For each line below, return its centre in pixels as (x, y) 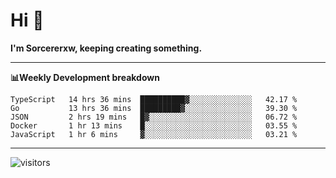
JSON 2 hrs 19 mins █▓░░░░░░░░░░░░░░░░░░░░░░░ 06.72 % (154, 117)
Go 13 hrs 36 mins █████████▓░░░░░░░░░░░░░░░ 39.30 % (154, 108)
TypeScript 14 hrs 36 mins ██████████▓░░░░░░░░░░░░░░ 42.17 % (154, 99)
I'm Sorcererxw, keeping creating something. (106, 48)
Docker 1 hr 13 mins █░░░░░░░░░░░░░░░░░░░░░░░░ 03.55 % (154, 125)
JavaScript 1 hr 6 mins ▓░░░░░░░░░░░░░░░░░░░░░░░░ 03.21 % (154, 134)
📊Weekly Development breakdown (85, 77)
